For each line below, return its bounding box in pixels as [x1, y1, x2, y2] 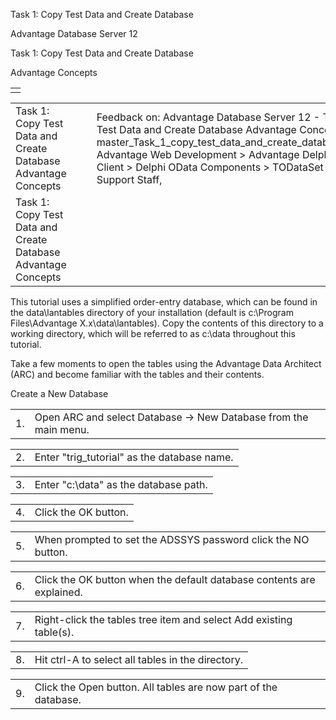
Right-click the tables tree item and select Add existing [34, 613, 293, 626]
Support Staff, [96, 173, 163, 186]
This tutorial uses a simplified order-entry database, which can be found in [10, 296, 318, 308]
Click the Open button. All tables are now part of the [34, 680, 278, 694]
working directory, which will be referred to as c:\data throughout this [10, 328, 296, 339]
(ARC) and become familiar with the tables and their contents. [10, 369, 265, 380]
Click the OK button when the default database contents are [34, 573, 316, 586]
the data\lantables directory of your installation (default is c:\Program [10, 307, 294, 318]
